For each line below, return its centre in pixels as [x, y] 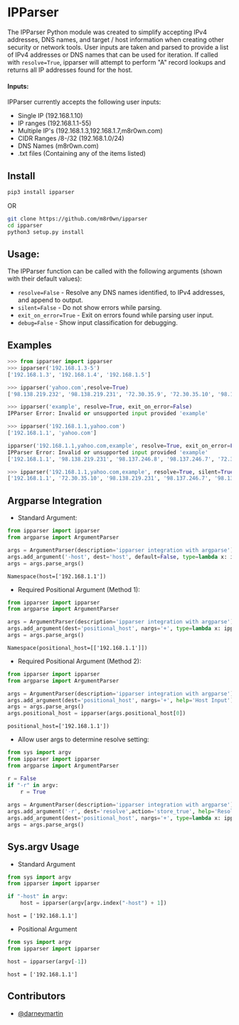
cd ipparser [25, 225]
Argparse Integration [55, 501]
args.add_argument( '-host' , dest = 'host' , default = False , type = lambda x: [117, 557]
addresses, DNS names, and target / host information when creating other [116, 39]
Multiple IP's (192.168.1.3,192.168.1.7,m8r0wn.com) [90, 131]
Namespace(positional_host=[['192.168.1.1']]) [78, 648]
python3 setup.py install [46, 232]
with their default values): [45, 279]
